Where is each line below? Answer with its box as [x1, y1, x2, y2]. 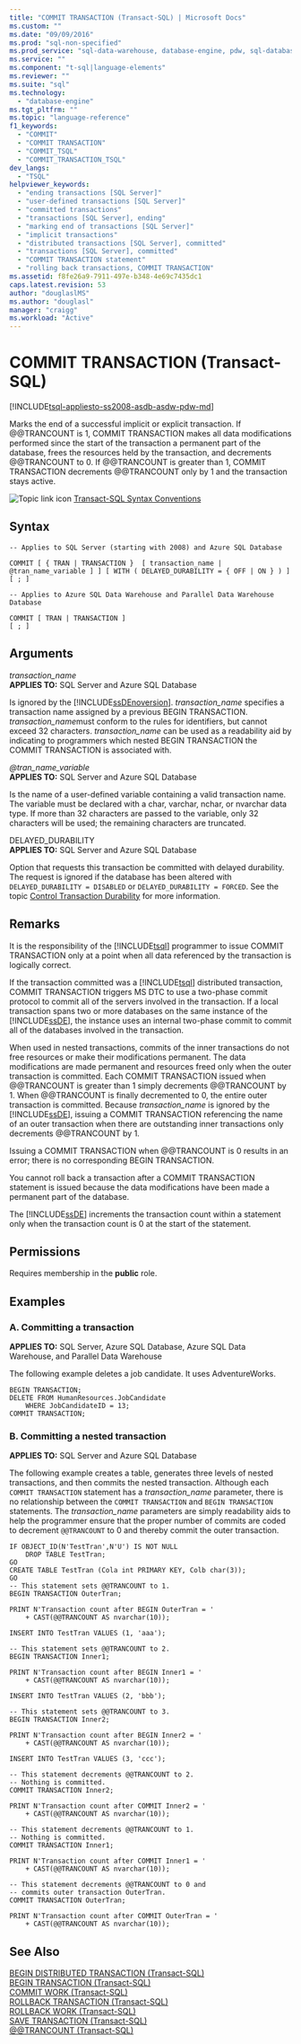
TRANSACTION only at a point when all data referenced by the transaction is [9, 949, 292, 961]
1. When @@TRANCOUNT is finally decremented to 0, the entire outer [9, 1089, 268, 1100]
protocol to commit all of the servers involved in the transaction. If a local [9, 996, 279, 1007]
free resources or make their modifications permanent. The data [9, 1052, 246, 1062]
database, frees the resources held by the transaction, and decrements [9, 447, 272, 458]
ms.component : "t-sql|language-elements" [9, 64, 167, 73]
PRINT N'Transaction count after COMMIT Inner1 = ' [9, 1856, 206, 1866]
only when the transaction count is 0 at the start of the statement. [9, 1218, 252, 1229]
